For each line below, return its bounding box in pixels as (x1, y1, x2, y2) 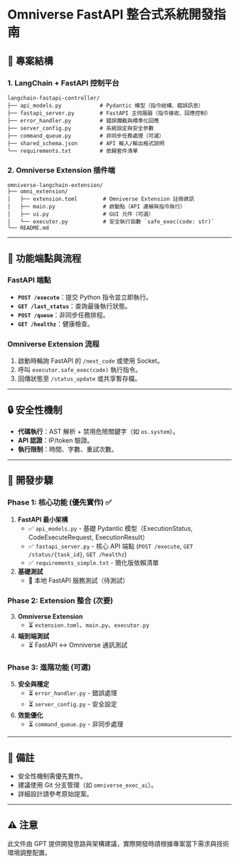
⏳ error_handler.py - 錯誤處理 (28, 689, 117, 697)
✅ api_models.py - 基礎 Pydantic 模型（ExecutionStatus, (28, 524, 193, 532)
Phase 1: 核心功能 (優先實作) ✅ (7, 497, 112, 507)
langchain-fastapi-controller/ (7, 94, 100, 102)
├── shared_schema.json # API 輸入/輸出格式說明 (7, 139, 165, 147)
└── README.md (7, 225, 50, 232)
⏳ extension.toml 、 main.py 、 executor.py (28, 620, 149, 629)
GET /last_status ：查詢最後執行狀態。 (17, 302, 132, 310)
